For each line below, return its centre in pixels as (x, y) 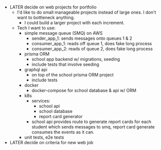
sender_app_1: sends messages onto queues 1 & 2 (82, 38)
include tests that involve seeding (65, 64)
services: (41, 101)
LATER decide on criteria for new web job (52, 142)
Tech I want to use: (36, 28)
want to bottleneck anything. (46, 17)
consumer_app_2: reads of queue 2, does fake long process (92, 49)
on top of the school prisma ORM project (73, 75)
